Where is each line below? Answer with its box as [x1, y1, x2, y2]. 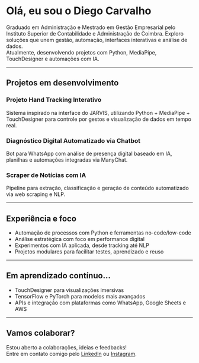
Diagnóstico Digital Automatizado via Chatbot [6, 136, 141, 144]
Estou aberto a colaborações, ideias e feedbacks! [6, 343, 127, 351]
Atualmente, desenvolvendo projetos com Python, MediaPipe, [6, 49, 157, 56]
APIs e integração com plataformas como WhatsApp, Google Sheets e [14, 299, 187, 306]
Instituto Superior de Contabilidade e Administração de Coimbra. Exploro [6, 30, 184, 37]
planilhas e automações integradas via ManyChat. [6, 156, 128, 163]
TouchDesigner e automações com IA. [6, 55, 99, 62]
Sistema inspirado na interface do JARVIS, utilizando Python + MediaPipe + [6, 109, 191, 116]
